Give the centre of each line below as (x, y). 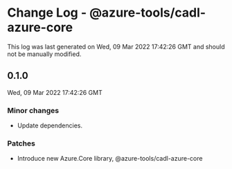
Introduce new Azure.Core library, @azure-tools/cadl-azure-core (110, 159)
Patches (21, 143)
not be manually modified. (44, 54)
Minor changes (33, 110)
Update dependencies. (50, 125)
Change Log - (47, 13)
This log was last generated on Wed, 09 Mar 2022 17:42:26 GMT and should (116, 46)
